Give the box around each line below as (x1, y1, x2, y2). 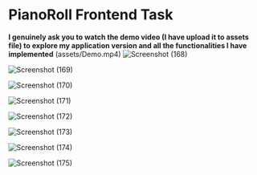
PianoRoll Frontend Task (8, 6, 174, 24)
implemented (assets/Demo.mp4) (8, 49, 122, 59)
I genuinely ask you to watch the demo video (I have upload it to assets (8, 32, 249, 42)
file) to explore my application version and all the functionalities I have (8, 40, 247, 50)
